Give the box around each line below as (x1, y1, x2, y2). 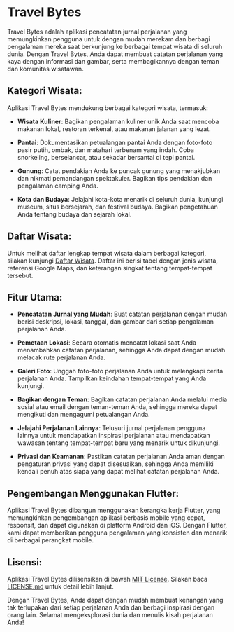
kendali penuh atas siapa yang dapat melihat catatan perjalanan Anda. (17, 467, 220, 476)
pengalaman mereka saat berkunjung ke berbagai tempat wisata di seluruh (7, 42, 223, 50)
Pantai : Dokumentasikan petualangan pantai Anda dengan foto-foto (17, 138, 213, 146)
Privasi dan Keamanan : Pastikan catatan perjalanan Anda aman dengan (17, 453, 225, 461)
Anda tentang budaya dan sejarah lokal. (17, 209, 132, 218)
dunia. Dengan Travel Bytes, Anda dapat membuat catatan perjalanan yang (7, 50, 224, 58)
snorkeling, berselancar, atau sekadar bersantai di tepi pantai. (17, 153, 196, 161)
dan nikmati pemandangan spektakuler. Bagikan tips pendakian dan (17, 174, 212, 182)
